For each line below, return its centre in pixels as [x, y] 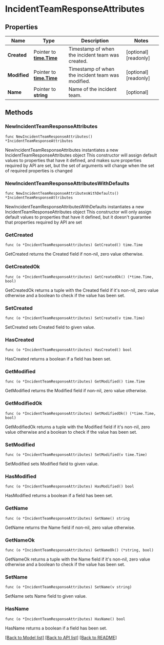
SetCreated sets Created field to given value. [50, 327]
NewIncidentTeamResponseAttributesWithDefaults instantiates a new [75, 206]
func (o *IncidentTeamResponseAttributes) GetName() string [68, 518]
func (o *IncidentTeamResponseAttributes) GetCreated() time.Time [74, 245]
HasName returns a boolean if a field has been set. [56, 628]
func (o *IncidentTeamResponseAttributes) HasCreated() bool [69, 350]
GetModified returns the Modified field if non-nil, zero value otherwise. [76, 391]
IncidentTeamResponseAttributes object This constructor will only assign [78, 212]
